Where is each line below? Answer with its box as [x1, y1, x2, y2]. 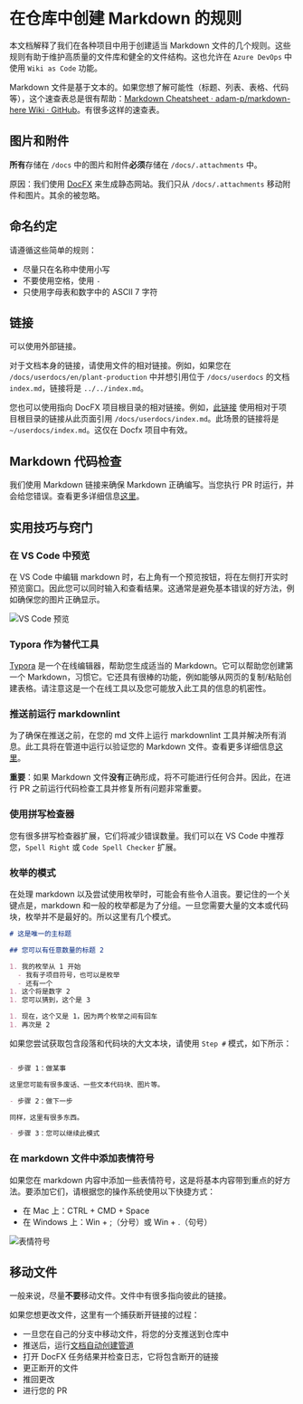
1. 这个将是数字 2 [9, 987, 71, 996]
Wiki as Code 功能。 [26, 62, 102, 73]
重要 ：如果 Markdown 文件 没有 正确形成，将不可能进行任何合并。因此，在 [9, 772, 283, 783]
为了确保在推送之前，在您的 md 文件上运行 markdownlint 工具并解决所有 [9, 730, 279, 741]
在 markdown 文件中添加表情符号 [9, 1153, 156, 1165]
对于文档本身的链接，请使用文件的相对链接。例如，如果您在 [9, 360, 232, 371]
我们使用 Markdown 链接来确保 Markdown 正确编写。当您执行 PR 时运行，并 [9, 479, 295, 490]
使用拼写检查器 [9, 808, 75, 821]
